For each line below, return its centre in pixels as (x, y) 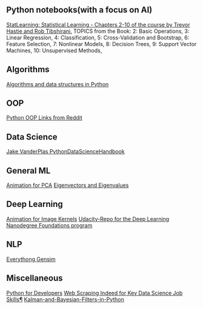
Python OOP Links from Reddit (45, 118)
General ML (28, 170)
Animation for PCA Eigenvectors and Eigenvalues (68, 185)
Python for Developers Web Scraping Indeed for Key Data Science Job (95, 293)
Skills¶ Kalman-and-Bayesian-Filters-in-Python (65, 299)
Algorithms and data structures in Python (58, 84)
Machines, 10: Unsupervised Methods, (54, 50)
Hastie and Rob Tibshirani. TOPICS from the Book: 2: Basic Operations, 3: (98, 31)
